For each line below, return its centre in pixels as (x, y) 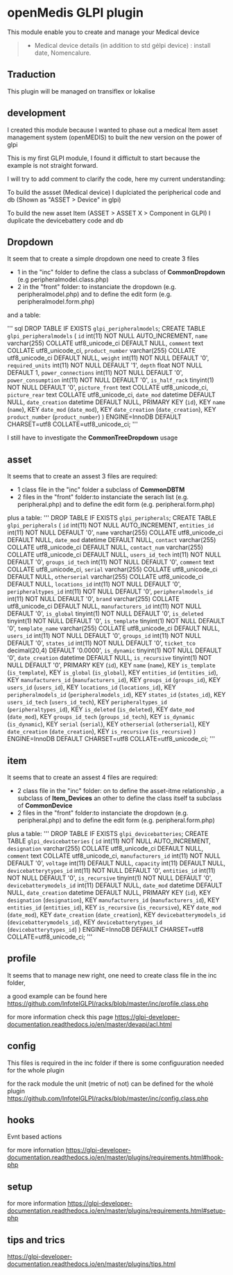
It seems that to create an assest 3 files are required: (83, 476)
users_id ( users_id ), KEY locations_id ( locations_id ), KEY (92, 687)
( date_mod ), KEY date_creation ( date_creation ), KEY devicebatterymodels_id (116, 914)
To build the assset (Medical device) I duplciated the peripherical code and (114, 192)
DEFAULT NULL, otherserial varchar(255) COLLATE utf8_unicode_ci (105, 577)
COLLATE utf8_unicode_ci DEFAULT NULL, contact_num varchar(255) (105, 547)
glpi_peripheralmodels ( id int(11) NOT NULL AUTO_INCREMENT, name (107, 336)
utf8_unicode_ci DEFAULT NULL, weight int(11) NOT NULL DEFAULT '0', (108, 358)
